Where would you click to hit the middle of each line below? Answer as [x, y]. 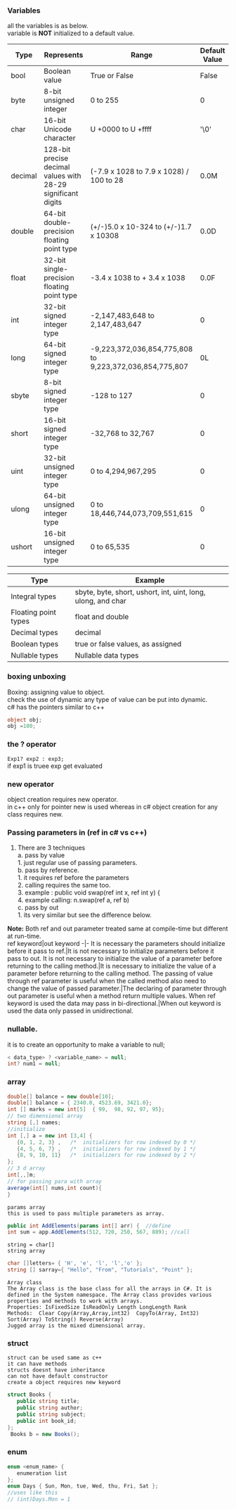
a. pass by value [41, 855]
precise [56, 158]
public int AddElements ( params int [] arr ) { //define [89, 1226]
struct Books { [29, 1395]
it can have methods [38, 1364]
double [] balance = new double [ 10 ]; [61, 1096]
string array [26, 1251]
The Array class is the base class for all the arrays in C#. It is [110, 1289]
